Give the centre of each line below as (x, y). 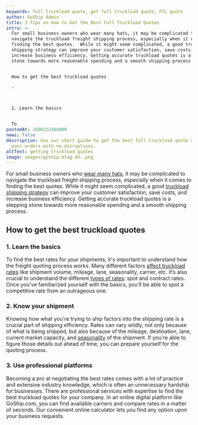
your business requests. (35, 416)
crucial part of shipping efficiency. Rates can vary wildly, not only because (96, 325)
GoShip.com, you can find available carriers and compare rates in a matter (96, 403)
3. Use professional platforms (49, 365)
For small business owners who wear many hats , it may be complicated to (96, 174)
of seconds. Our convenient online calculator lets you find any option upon (97, 410)
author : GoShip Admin (33, 17)
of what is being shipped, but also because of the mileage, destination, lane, (99, 331)
